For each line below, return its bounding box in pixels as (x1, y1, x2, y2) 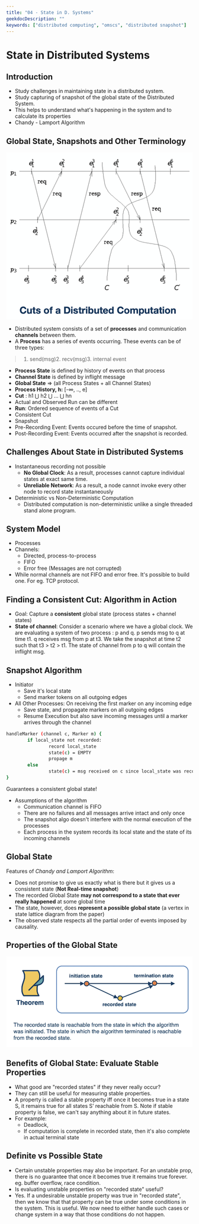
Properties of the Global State (6, 940, 118, 950)
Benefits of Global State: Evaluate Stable (6, 1058, 159, 1069)
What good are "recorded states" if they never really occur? (14, 1083, 161, 1090)
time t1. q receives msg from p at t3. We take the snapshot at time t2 (14, 636, 182, 643)
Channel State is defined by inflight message (14, 373, 126, 380)
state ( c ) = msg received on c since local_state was (48, 768, 182, 774)
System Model (6, 524, 61, 534)
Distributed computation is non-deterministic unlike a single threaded (23, 501, 193, 508)
